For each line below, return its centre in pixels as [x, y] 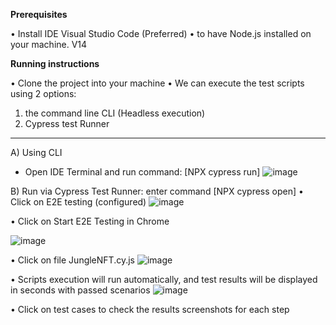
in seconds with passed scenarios [80, 290]
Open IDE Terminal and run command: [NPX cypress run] [142, 172]
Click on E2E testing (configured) [78, 202]
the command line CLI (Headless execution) [115, 113]
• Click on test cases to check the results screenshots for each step [150, 309]
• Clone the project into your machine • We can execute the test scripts [157, 83]
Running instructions [55, 63]
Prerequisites [39, 14]
